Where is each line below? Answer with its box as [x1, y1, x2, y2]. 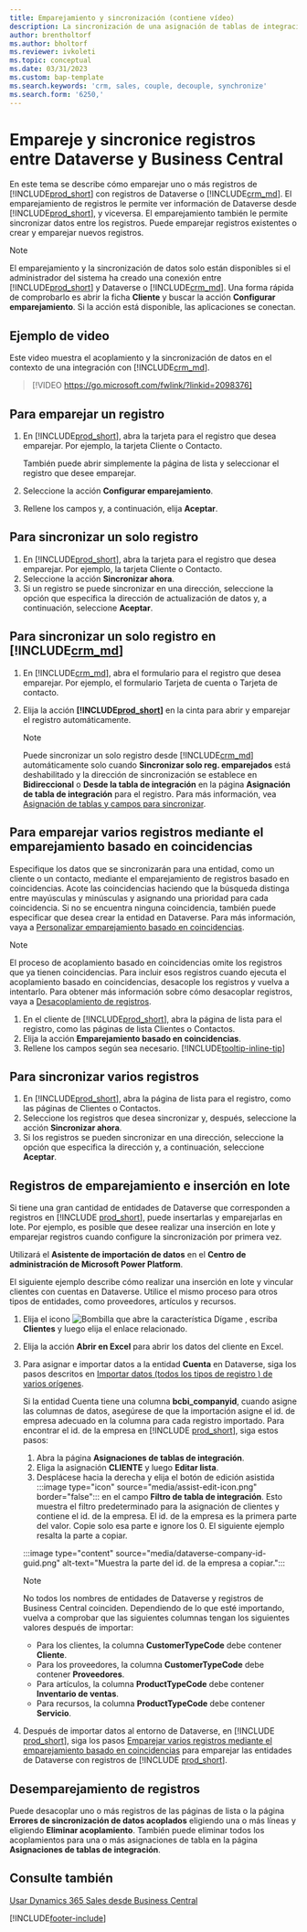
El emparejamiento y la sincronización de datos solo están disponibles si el [9, 262, 291, 274]
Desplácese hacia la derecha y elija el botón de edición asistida [36, 1472, 275, 1483]
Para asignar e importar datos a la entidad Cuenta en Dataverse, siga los [22, 1359, 297, 1370]
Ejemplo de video [9, 328, 110, 344]
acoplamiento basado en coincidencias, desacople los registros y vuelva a [9, 976, 290, 987]
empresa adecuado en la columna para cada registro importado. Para [22, 1416, 285, 1427]
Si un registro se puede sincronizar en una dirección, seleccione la [22, 582, 274, 594]
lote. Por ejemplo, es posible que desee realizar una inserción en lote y [9, 1222, 276, 1233]
